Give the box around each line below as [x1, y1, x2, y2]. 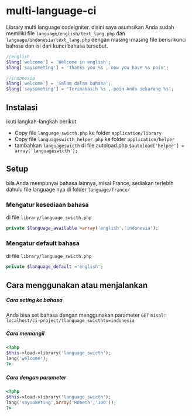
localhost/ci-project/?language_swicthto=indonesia [6, 317, 135, 324]
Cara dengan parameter [6, 374, 67, 381]
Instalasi [6, 102, 38, 112]
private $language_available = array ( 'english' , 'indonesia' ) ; [6, 225, 159, 232]
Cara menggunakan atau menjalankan [6, 280, 148, 290]
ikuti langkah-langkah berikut [6, 118, 77, 125]
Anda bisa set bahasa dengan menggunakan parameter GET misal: [6, 311, 167, 318]
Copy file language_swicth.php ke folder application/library [14, 129, 162, 136]
